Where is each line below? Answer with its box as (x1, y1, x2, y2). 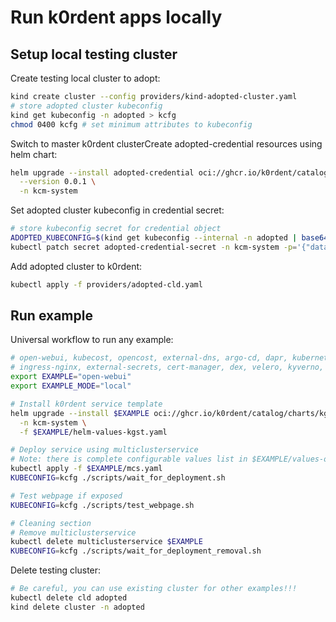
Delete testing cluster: (10, 564, 102, 576)
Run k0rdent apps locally (10, 6, 223, 29)
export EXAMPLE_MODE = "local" (10, 381, 132, 391)
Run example (10, 307, 93, 325)
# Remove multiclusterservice (10, 527, 137, 538)
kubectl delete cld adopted (10, 593, 128, 603)
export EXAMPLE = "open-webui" (10, 372, 132, 382)
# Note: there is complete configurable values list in (10, 454, 248, 465)
